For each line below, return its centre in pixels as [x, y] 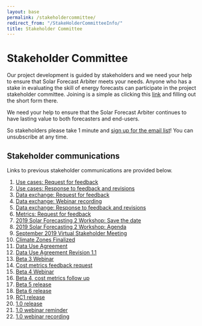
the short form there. [33, 101]
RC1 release [30, 297]
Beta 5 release [33, 284]
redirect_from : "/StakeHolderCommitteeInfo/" [65, 23]
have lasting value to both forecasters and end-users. [73, 119]
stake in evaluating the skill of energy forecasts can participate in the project [102, 88]
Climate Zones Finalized [45, 240]
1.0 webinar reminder [41, 310]
